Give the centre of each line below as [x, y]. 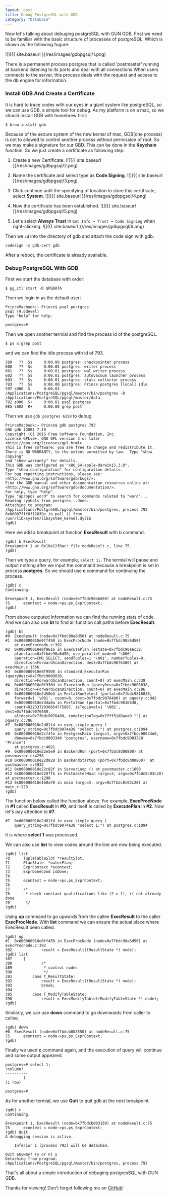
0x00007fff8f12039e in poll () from [44, 514]
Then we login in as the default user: [43, 298]
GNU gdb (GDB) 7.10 [26, 430]
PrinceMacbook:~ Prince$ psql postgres [47, 307]
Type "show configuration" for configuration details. [64, 470]
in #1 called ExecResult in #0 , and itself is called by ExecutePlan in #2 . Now [85, 806]
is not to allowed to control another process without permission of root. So [82, 139]
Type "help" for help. [29, 316]
